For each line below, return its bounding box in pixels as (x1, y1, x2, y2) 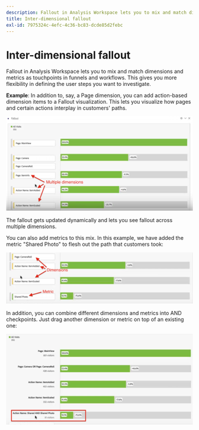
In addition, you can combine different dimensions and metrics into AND (6, 309, 182, 316)
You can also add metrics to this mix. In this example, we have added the (6, 234, 184, 241)
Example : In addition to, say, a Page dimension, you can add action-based (6, 92, 188, 99)
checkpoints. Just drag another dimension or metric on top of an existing (6, 316, 184, 323)
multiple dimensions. (6, 223, 57, 230)
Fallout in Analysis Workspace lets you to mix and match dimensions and (6, 68, 184, 75)
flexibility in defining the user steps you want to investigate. (6, 81, 151, 88)
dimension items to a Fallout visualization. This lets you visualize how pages (6, 98, 191, 105)
